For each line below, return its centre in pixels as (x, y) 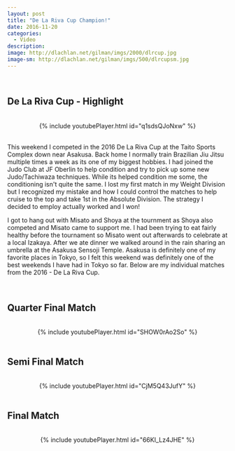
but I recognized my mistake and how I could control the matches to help (112, 191)
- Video (25, 40)
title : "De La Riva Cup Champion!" (59, 20)
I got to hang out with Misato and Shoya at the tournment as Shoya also (110, 220)
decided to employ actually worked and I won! (74, 206)
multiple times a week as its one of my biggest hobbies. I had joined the (110, 161)
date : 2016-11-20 (33, 27)
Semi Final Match (45, 362)
